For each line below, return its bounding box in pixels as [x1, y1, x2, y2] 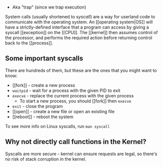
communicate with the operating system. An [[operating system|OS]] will [5, 19, 153, 25]
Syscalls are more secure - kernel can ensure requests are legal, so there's [5, 151, 158, 157]
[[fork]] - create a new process [12, 82, 75, 88]
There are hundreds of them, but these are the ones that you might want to [5, 67, 157, 73]
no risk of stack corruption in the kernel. [5, 156, 87, 162]
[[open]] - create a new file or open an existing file [12, 108, 115, 114]
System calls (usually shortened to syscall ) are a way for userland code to [5, 14, 156, 19]
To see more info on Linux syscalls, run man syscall [5, 123, 110, 129]
